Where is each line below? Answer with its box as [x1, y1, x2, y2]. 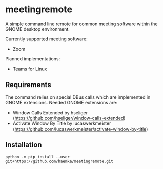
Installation [5, 141, 42, 150]
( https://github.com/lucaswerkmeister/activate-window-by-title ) [12, 125, 148, 132]
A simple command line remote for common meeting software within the [5, 20, 158, 27]
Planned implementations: [5, 55, 60, 62]
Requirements [5, 80, 51, 89]
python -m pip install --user [5, 154, 70, 159]
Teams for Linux [12, 66, 47, 72]
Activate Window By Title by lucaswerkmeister [12, 120, 111, 126]
